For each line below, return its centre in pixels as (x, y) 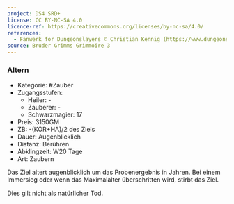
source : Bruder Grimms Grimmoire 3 (59, 46)
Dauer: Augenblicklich (49, 137)
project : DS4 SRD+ (34, 14)
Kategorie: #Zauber (45, 85)
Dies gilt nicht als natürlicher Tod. (55, 193)
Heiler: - (39, 100)
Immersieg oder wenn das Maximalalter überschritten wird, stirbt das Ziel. (113, 180)
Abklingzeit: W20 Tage (50, 152)
